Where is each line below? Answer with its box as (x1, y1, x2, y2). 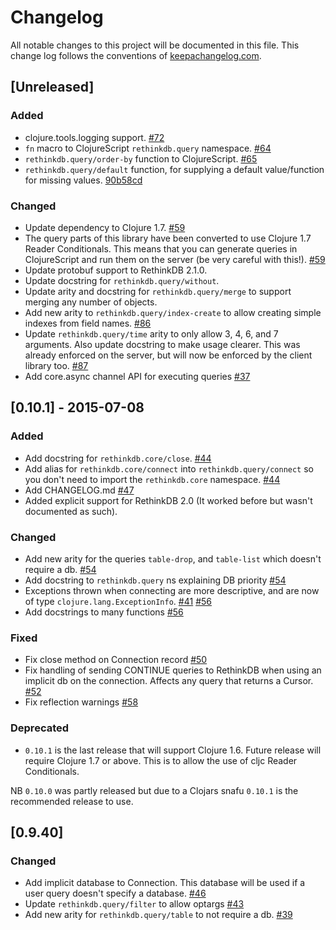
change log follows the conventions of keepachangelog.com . (10, 49, 262, 61)
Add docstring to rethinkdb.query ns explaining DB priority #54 (24, 574, 287, 586)
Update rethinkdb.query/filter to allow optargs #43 (24, 898, 245, 910)
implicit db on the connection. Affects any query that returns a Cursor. (24, 675, 314, 687)
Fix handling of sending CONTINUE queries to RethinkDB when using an (24, 664, 322, 676)
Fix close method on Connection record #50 (24, 654, 208, 666)
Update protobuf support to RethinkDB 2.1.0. (24, 264, 208, 276)
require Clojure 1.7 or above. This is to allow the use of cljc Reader (24, 754, 298, 766)
